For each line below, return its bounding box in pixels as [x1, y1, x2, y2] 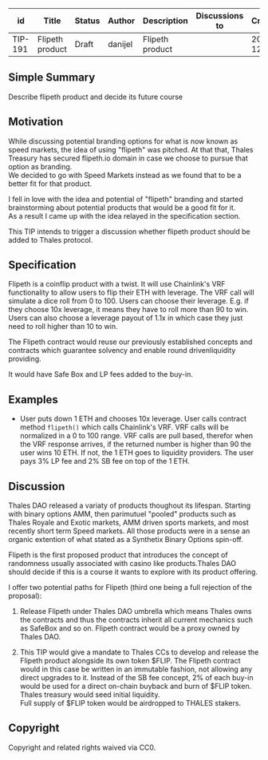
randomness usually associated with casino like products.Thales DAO [8, 559, 237, 568]
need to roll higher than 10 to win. [8, 322, 118, 331]
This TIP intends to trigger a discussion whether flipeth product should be [8, 227, 251, 236]
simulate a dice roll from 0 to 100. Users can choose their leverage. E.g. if [8, 296, 249, 306]
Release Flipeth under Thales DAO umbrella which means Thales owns [19, 607, 252, 616]
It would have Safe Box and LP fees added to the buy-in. [8, 370, 193, 379]
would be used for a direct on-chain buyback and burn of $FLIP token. [19, 682, 252, 691]
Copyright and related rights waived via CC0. [8, 742, 156, 752]
